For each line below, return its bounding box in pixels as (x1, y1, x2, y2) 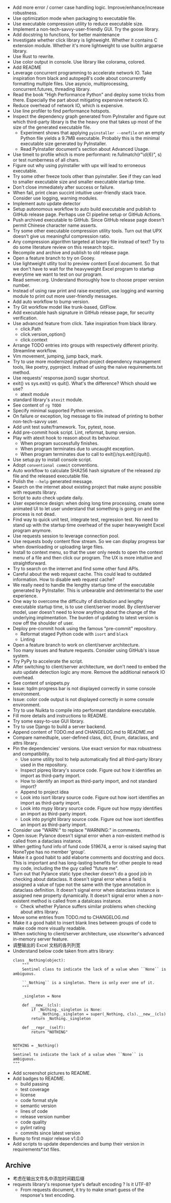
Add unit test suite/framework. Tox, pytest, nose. (12, 424, 116, 430)
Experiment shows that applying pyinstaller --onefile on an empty (20, 130, 165, 135)
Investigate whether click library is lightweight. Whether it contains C (12, 37, 158, 43)
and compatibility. (12, 751, 51, 757)
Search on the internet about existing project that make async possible (12, 484, 162, 490)
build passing (20, 1081, 49, 1087)
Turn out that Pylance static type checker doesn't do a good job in (12, 871, 152, 876)
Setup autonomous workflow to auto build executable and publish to (12, 206, 157, 212)
